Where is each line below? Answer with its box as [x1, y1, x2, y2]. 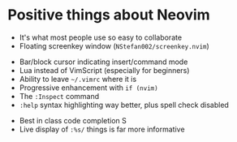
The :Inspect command [19, 91, 100, 101]
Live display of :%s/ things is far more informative [19, 124, 185, 134]
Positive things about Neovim [7, 6, 210, 24]
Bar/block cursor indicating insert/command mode [19, 57, 188, 67]
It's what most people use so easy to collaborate [19, 32, 183, 42]
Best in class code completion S [19, 115, 127, 125]
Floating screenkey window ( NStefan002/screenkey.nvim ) [19, 41, 210, 50]
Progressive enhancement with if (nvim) [19, 83, 159, 93]
